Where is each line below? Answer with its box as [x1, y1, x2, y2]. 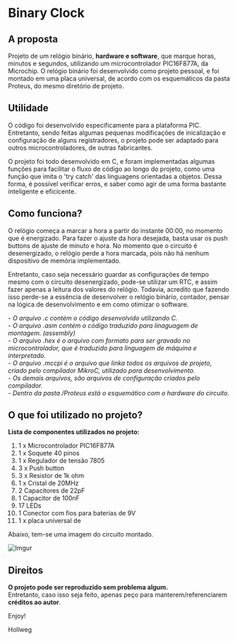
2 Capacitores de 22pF [18, 486, 85, 495]
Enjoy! [8, 612, 27, 621]
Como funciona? [8, 208, 83, 220]
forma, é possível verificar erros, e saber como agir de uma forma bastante [8, 179, 226, 188]
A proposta [8, 33, 59, 45]
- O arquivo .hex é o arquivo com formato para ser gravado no [8, 336, 190, 345]
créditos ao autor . [8, 598, 61, 606]
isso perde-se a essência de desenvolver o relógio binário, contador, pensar [8, 292, 230, 301]
